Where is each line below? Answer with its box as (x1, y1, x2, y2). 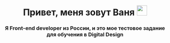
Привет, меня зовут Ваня (23, 7, 135, 18)
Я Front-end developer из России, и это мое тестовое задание (5, 25, 165, 32)
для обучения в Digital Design (46, 31, 124, 38)
